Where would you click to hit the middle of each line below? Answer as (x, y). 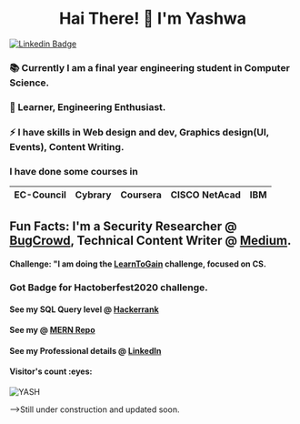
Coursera (141, 195)
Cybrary (93, 195)
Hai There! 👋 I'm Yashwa (153, 19)
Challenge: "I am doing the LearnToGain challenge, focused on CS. (138, 264)
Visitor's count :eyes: (51, 371)
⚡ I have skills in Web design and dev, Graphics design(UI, (140, 132)
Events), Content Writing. (67, 146)
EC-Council (40, 195)
